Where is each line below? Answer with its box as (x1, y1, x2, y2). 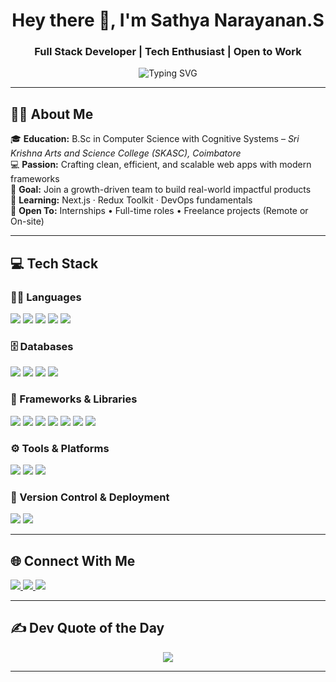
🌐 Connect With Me (10, 552, 136, 569)
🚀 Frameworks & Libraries (10, 392, 138, 406)
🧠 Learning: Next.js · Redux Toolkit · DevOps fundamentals (10, 194, 253, 206)
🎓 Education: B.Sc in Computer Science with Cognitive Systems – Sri (10, 133, 300, 145)
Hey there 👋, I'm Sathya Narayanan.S (11, 9, 325, 32)
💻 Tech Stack (10, 255, 99, 272)
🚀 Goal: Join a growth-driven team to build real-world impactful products (10, 184, 312, 196)
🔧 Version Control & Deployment (10, 490, 170, 504)
